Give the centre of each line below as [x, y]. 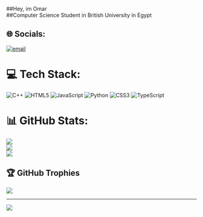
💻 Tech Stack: [43, 74]
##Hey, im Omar [27, 9]
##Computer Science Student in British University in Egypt [79, 15]
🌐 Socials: [26, 34]
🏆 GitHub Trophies [43, 173]
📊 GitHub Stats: [47, 121]
